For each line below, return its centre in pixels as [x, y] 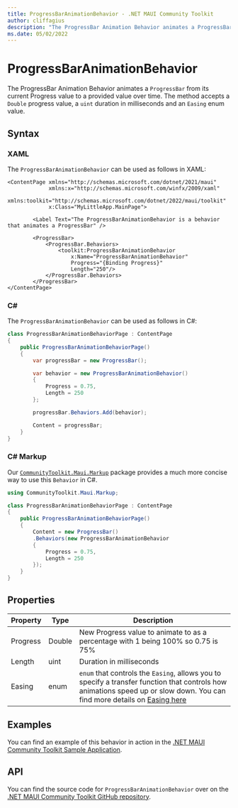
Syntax [23, 133]
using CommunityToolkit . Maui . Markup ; [63, 493]
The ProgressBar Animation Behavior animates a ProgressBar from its [108, 89]
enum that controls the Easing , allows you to [150, 673]
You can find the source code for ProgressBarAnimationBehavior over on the [118, 789]
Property [26, 620]
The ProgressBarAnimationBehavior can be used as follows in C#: [102, 321]
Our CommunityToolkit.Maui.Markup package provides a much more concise [118, 472]
